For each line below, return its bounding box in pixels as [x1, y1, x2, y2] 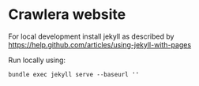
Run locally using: [8, 55, 66, 65]
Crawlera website [8, 6, 126, 24]
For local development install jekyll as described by [8, 32, 175, 41]
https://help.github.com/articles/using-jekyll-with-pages [8, 39, 192, 49]
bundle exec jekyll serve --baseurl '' [8, 70, 140, 78]
